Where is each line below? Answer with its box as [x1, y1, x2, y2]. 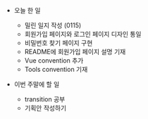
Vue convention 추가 [24, 56, 84, 65]
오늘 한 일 [13, 6, 41, 14]
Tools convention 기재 [24, 65, 88, 73]
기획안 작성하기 [24, 104, 67, 112]
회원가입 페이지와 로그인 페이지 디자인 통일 [24, 30, 142, 38]
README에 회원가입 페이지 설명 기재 [24, 48, 126, 56]
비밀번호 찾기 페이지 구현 [24, 39, 93, 47]
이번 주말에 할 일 [13, 80, 60, 88]
